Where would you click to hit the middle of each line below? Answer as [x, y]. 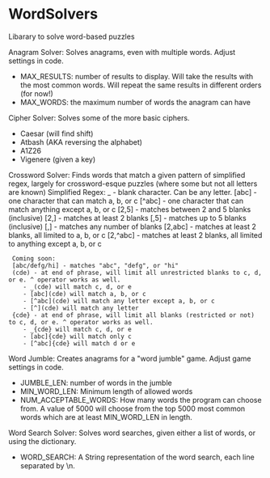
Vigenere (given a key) [58, 159]
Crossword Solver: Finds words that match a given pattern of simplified [127, 175]
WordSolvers [53, 14]
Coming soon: [34, 258]
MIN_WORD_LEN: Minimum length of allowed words [106, 391]
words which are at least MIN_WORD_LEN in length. [106, 417]
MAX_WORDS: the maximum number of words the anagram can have [135, 102]
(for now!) [37, 93]
